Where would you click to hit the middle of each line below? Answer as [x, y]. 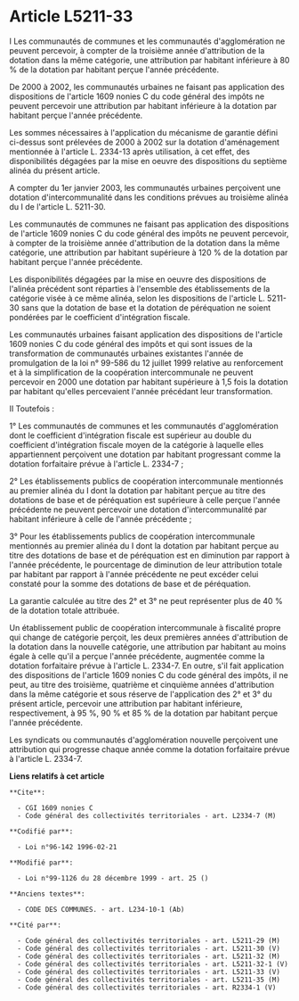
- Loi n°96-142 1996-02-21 [67, 847]
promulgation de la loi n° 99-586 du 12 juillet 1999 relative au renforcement [146, 362]
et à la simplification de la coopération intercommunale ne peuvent [131, 372]
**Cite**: [28, 792]
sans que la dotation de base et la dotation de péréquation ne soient [146, 307]
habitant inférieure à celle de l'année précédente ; [101, 518]
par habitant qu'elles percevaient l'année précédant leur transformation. [141, 391]
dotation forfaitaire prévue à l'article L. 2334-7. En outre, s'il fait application [147, 666]
